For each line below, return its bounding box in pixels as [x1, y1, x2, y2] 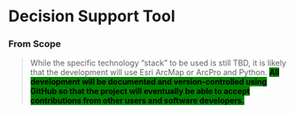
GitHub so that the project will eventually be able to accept [29, 86, 250, 96]
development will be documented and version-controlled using [29, 77, 268, 87]
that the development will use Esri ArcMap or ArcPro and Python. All [29, 67, 280, 78]
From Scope [8, 38, 61, 50]
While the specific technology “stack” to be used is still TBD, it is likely [29, 57, 287, 68]
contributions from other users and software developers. [29, 95, 245, 106]
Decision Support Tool [8, 6, 175, 27]
